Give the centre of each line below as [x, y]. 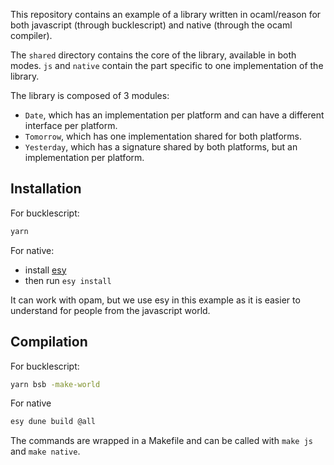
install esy [45, 270]
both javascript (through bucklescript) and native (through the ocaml [151, 25]
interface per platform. [71, 125]
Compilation [49, 342]
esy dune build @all [53, 422]
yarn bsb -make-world [55, 384]
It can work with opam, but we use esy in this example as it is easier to [155, 300]
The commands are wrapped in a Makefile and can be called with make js [162, 441]
